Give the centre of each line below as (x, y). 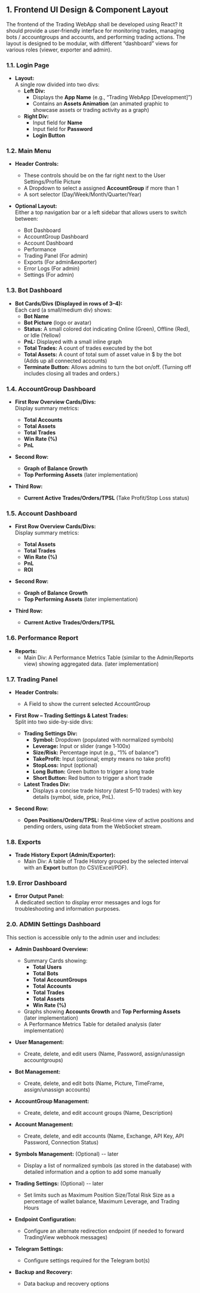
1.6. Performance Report (42, 638)
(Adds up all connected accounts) (65, 361)
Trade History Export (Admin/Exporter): (65, 855)
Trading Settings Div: (50, 733)
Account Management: (44, 1124)
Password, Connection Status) (61, 1142)
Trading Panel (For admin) (56, 256)
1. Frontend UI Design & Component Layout (87, 10)
